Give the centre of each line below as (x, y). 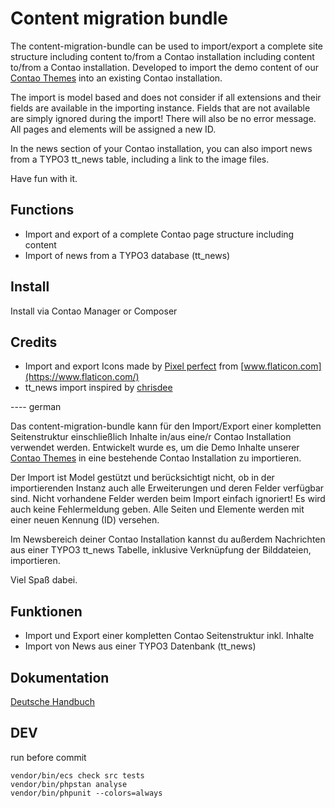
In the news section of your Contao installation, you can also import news (161, 148)
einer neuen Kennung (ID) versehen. (85, 520)
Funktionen (46, 611)
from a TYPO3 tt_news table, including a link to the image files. (140, 159)
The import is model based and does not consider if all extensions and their (166, 97)
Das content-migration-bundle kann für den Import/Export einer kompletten (166, 426)
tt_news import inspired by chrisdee (98, 388)
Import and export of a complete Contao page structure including (159, 234)
